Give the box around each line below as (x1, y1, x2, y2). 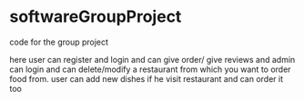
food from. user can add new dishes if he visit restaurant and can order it (9, 73, 284, 84)
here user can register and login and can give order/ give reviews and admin (9, 54, 296, 65)
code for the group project (9, 36, 109, 47)
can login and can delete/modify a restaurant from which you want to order (9, 64, 291, 75)
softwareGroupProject (9, 6, 182, 27)
